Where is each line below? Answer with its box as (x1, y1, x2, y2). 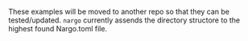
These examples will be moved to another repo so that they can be (8, 7, 230, 16)
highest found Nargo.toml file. (8, 24, 107, 33)
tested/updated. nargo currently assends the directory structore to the (8, 15, 240, 25)
